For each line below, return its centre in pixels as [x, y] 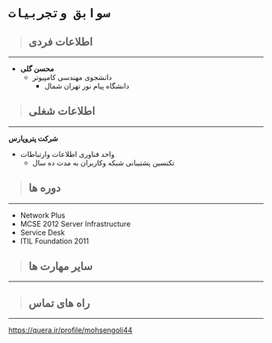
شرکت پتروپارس [33, 138]
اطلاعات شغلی [62, 111]
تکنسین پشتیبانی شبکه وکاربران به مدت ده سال [103, 163]
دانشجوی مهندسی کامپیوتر [72, 77]
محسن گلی [37, 69]
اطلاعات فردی [60, 42]
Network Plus [43, 215]
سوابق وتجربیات [59, 13]
